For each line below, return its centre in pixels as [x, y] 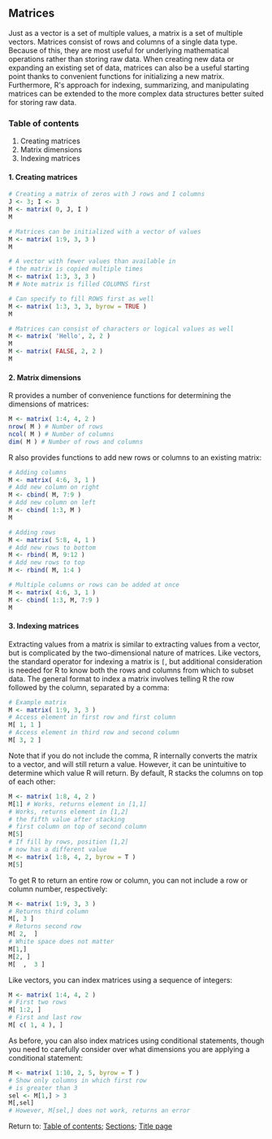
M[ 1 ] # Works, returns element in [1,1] [78, 804]
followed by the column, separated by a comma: [89, 687]
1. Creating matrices [43, 177]
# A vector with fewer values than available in [92, 261]
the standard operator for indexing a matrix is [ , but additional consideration [135, 661]
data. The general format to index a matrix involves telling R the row [121, 678]
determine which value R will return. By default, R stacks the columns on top [136, 773]
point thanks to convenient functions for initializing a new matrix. [117, 76]
